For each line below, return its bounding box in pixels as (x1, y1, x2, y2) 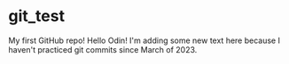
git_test (8, 6, 66, 26)
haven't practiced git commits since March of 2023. (8, 44, 198, 54)
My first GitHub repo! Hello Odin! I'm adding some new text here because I (8, 35, 281, 46)
